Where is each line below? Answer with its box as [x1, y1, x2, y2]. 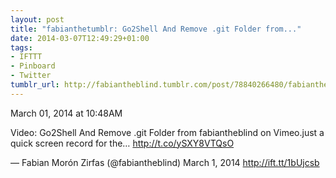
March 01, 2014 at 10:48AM [10, 107, 123, 119]
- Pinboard [10, 61, 56, 71]
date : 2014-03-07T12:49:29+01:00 [10, 33, 150, 43]
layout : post [10, 14, 65, 25]
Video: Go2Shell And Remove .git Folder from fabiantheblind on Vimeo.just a [10, 126, 325, 138]
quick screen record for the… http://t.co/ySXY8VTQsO [10, 137, 235, 149]
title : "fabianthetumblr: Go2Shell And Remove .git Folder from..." [10, 24, 302, 34]
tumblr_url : [10, 80, 60, 90]
